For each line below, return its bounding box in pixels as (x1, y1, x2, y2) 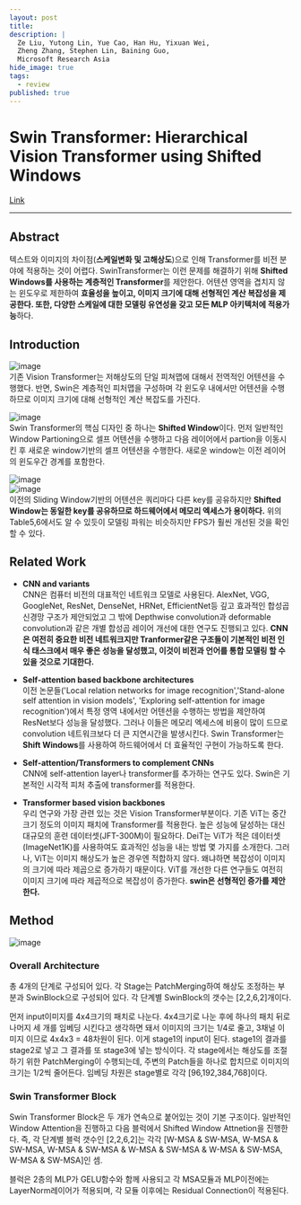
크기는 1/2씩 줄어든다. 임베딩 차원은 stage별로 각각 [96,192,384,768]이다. (9, 1067, 268, 1077)
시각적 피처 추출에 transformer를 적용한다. (46, 778, 195, 790)
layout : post (9, 13, 58, 22)
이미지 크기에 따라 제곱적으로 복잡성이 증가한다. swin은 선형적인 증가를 (21, 875, 270, 885)
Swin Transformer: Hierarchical (9, 127, 248, 147)
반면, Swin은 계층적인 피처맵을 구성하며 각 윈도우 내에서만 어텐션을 (35, 383, 269, 393)
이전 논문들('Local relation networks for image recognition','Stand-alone (21, 684, 285, 696)
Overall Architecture (9, 959, 100, 972)
